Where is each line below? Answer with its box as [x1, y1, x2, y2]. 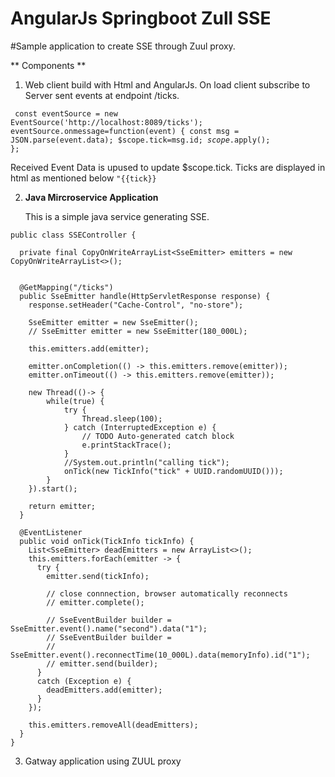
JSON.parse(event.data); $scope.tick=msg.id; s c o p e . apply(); [10, 135, 271, 145]
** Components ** [10, 59, 87, 71]
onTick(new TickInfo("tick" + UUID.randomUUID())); [63, 466, 284, 476]
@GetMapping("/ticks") [19, 282, 114, 292]
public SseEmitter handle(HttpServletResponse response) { [19, 291, 271, 301]
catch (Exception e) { [36, 676, 132, 686]
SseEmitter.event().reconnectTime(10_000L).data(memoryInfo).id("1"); [10, 650, 311, 660]
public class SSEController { [10, 230, 137, 240]
